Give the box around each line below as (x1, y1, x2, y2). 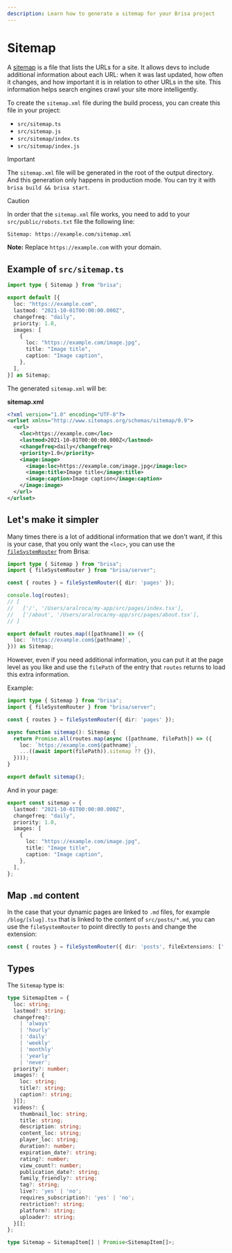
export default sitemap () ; (7, 774, 85, 781)
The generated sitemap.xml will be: (7, 384, 107, 392)
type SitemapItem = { (7, 994, 70, 1001)
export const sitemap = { (7, 799, 82, 806)
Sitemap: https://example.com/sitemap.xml (7, 230, 132, 238)
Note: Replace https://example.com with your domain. (7, 243, 161, 252)
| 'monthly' (19, 1046, 54, 1053)
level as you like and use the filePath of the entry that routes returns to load (7, 663, 226, 671)
